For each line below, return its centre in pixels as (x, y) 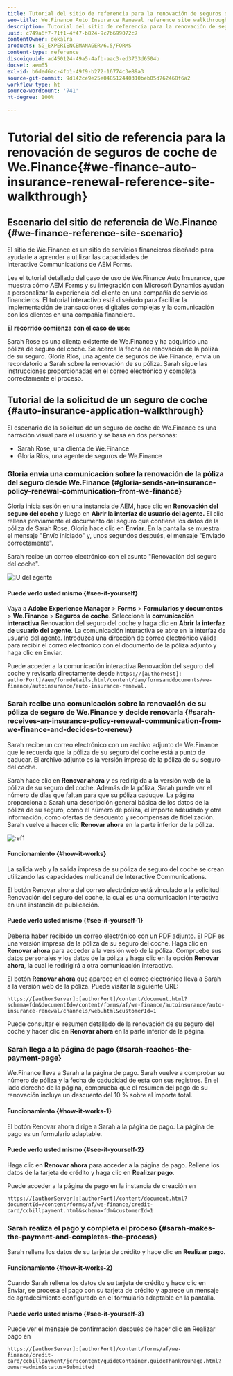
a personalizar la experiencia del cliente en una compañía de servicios (107, 293)
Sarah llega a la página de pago (61, 1049)
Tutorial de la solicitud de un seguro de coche (107, 400)
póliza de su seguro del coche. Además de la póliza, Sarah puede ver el (110, 787)
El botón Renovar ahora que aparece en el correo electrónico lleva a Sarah (114, 979)
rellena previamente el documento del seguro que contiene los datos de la (113, 521)
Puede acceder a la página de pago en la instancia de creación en (102, 1185)
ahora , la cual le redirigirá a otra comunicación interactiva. (90, 966)
